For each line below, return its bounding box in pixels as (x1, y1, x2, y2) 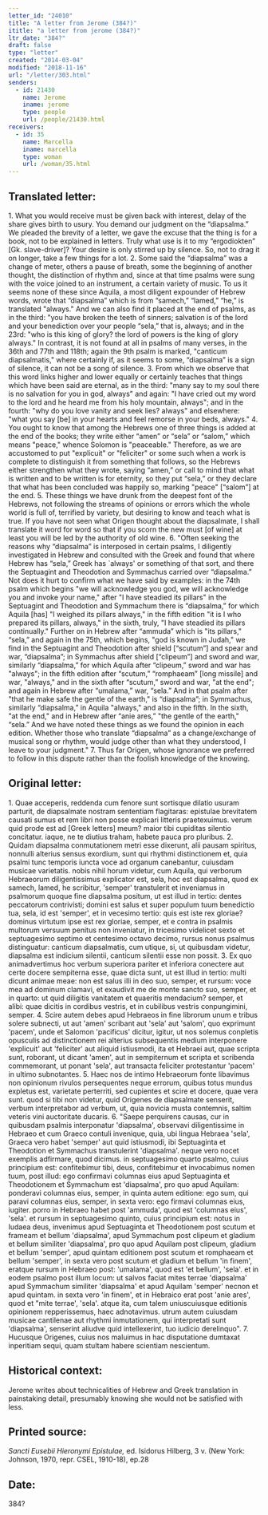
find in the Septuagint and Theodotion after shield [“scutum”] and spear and (8, 643, 258, 653)
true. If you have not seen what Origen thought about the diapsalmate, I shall (8, 516, 260, 525)
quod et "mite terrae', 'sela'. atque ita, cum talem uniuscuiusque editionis (8, 1298, 247, 1307)
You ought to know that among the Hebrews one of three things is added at (8, 422, 256, 432)
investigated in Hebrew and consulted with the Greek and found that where (8, 550, 255, 560)
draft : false (8, 42, 52, 49)
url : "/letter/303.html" (8, 71, 91, 79)
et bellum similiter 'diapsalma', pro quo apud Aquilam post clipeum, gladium (8, 1239, 257, 1248)
